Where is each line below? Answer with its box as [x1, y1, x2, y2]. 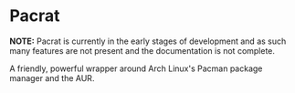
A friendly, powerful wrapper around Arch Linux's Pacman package [9, 63, 263, 74]
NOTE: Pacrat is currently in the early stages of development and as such [9, 36, 287, 46]
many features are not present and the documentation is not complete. [9, 45, 276, 56]
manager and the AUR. [9, 72, 95, 83]
